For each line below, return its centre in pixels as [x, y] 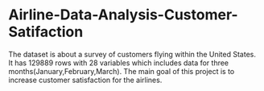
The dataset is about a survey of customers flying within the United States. [132, 54]
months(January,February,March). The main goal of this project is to [122, 71]
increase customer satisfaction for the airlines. [85, 80]
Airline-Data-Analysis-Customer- [124, 15]
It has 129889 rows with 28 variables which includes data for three [119, 63]
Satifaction [46, 32]
